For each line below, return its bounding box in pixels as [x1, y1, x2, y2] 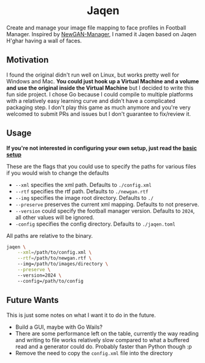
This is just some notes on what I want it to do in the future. [6, 311, 157, 319]
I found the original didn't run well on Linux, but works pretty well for [6, 71, 179, 78]
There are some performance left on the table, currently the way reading [15, 329, 199, 337]
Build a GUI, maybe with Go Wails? [15, 323, 103, 331]
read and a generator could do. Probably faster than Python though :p [15, 343, 192, 350]
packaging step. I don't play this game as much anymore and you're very [6, 104, 191, 111]
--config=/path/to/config [17, 278, 84, 284]
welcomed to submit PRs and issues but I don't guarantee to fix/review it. [6, 110, 191, 117]
